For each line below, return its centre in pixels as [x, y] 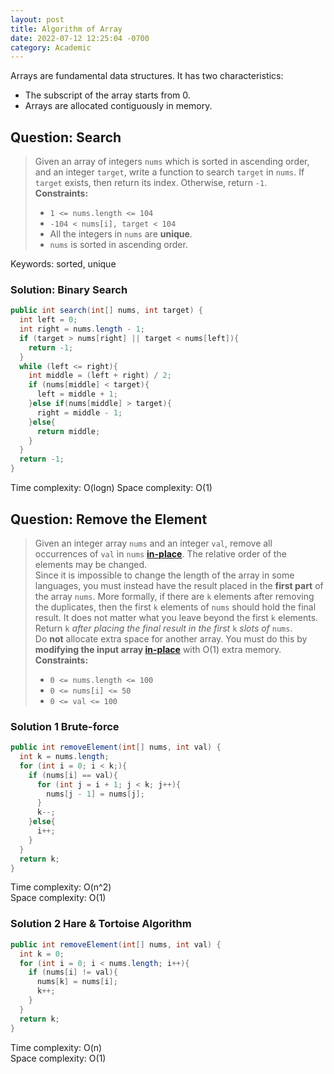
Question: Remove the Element [109, 519]
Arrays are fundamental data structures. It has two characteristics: [147, 76]
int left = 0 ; [48, 320]
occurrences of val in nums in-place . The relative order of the [160, 553]
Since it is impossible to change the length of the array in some [164, 575]
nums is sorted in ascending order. [118, 245]
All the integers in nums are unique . [121, 234]
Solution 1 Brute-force [65, 726]
